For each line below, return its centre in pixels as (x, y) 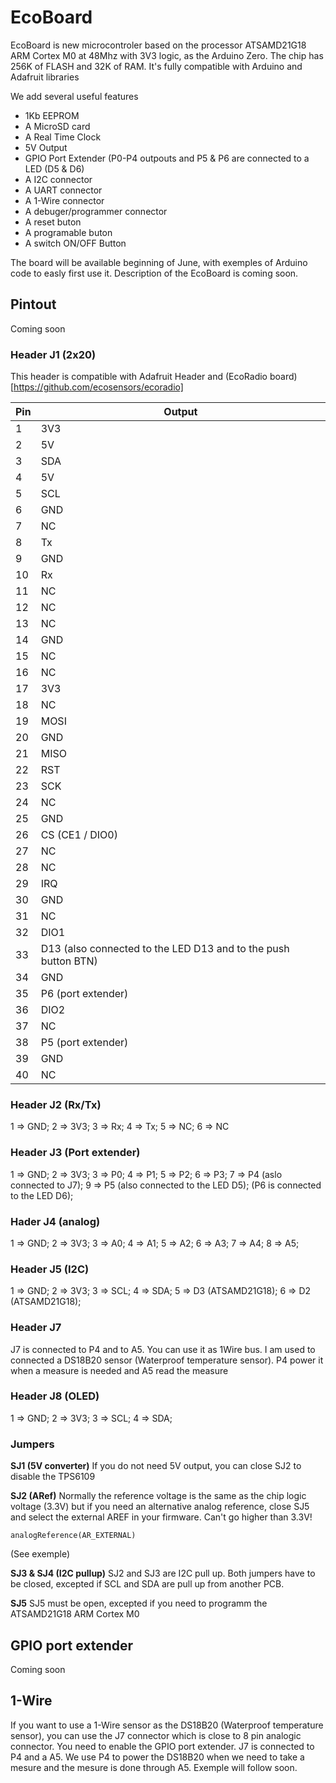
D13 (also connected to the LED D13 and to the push (165, 949)
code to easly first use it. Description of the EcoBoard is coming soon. (154, 273)
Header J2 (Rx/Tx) (56, 1104)
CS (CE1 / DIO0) (79, 835)
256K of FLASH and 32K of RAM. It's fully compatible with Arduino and (156, 66)
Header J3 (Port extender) (75, 1153)
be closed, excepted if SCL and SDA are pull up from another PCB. (147, 1584)
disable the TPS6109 (53, 1477)
